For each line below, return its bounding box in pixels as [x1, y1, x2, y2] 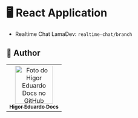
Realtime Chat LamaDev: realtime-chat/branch [15, 30, 133, 38]
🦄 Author [6, 48, 41, 58]
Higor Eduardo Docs [9, 103, 59, 110]
